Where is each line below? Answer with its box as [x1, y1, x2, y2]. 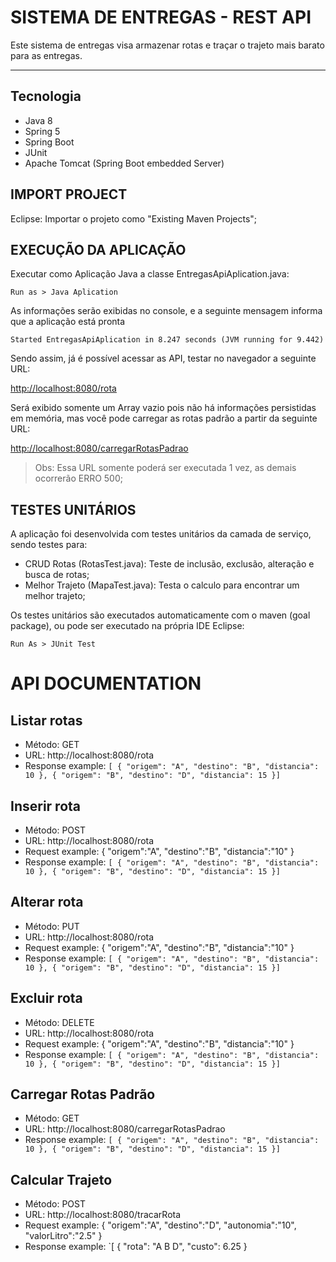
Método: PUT [24, 920, 80, 932]
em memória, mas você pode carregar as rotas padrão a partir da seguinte [10, 412, 318, 425]
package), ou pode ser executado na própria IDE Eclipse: [10, 620, 245, 632]
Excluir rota [10, 990, 83, 1007]
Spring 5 [24, 125, 61, 137]
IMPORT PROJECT [10, 186, 128, 203]
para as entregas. [10, 49, 83, 61]
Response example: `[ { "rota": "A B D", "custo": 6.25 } [24, 1241, 248, 1253]
